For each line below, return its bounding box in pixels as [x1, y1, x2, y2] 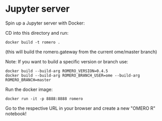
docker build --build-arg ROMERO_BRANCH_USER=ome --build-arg [5, 72, 140, 78]
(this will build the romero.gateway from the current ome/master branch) [5, 49, 157, 55]
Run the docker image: [5, 86, 53, 92]
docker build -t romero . [5, 39, 60, 45]
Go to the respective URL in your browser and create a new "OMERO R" [5, 105, 156, 111]
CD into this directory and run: [5, 30, 69, 36]
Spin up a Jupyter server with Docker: [5, 20, 85, 26]
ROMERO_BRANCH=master [5, 77, 51, 82]
